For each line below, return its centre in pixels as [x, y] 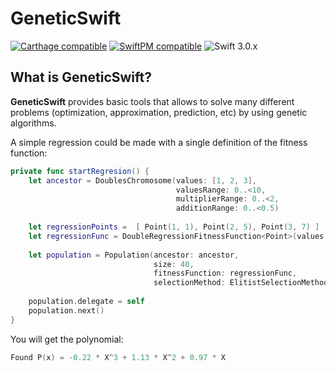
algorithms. [33, 123]
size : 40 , [174, 264]
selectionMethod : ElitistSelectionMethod [241, 283]
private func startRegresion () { [80, 171]
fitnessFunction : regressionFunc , [225, 273]
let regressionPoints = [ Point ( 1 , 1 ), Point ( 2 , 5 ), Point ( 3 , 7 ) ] [174, 227]
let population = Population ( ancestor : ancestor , [134, 255]
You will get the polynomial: [67, 339]
